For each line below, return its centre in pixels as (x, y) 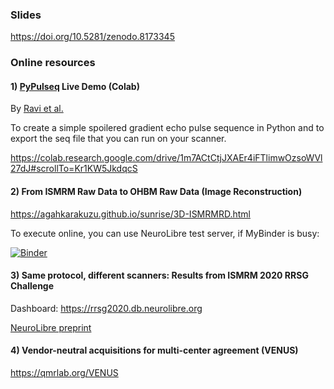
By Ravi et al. (37, 109)
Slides (26, 15)
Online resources (53, 63)
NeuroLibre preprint (51, 327)
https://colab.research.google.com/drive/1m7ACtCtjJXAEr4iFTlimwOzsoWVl (166, 158)
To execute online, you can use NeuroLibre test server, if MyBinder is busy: (165, 233)
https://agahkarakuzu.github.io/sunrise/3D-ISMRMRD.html (130, 214)
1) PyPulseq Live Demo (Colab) (75, 86)
